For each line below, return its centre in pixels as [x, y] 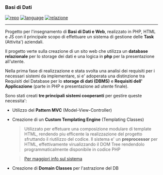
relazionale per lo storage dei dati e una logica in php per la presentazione [80, 57]
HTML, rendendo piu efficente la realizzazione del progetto [83, 134]
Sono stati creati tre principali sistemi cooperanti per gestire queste [73, 96]
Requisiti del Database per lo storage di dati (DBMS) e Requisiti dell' [74, 81]
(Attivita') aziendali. [24, 42]
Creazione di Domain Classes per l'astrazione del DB [65, 168]
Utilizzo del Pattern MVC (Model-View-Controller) [62, 110]
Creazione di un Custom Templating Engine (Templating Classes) [78, 119]
